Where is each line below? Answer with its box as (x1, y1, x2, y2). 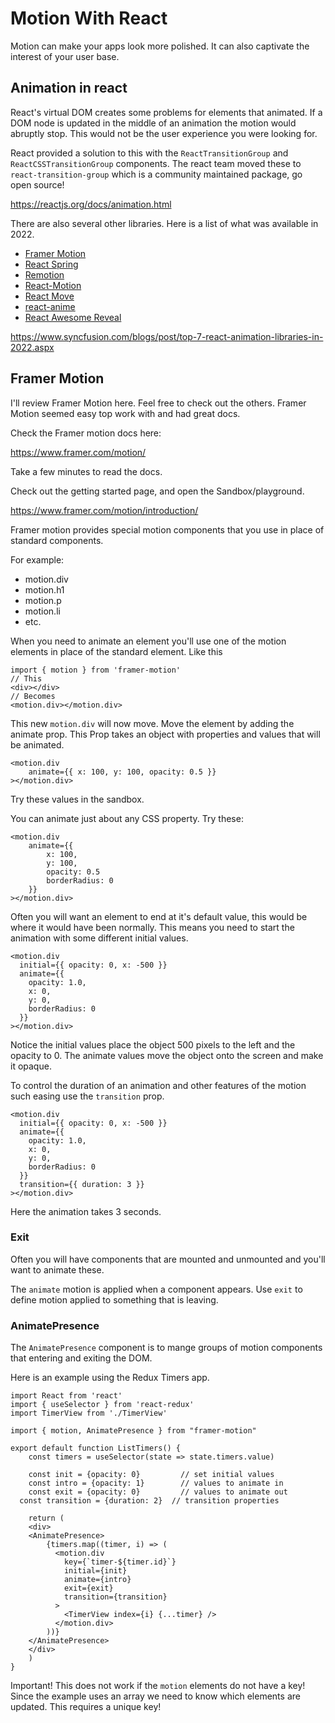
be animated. (10, 738, 65, 751)
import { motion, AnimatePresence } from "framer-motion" (10, 1426, 257, 1436)
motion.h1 (24, 583, 65, 596)
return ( (28, 1513, 65, 1524)
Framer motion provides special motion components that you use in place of (10, 523, 325, 536)
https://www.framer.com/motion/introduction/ (10, 504, 199, 516)
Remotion (24, 268, 65, 281)
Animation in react (10, 80, 128, 97)
